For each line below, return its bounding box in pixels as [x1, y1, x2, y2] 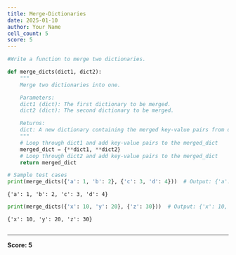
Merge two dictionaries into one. [20, 81, 121, 89]
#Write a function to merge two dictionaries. [7, 55, 146, 63]
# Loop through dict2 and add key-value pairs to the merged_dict [20, 152, 218, 159]
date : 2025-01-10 [7, 17, 58, 24]
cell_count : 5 [7, 30, 49, 37]
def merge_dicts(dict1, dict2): [7, 68, 102, 75]
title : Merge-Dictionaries [7, 10, 86, 18]
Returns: [20, 120, 46, 127]
